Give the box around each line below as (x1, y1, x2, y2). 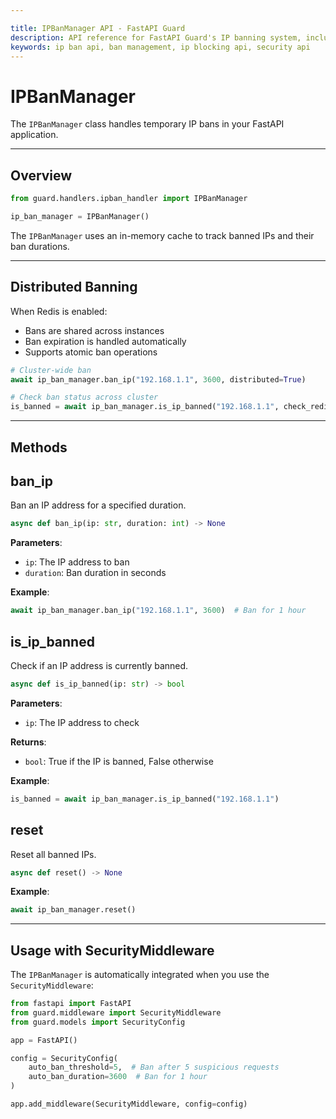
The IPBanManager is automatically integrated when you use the (10, 969, 270, 981)
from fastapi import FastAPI (10, 999, 132, 1009)
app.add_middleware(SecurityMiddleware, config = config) (10, 1099, 248, 1110)
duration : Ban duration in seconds (24, 567, 167, 579)
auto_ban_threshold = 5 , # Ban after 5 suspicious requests (28, 1062, 280, 1073)
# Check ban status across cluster (10, 392, 159, 403)
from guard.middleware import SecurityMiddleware (10, 1007, 222, 1018)
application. (10, 129, 59, 141)
